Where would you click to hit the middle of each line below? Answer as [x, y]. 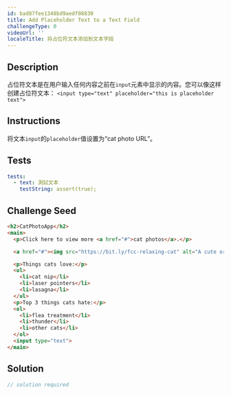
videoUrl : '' [26, 33]
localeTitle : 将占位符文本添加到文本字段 [60, 39]
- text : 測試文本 [36, 183]
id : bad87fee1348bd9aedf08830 [51, 13]
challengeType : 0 [32, 26]
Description [33, 67]
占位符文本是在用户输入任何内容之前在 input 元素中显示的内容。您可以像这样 [114, 84]
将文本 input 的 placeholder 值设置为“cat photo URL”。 [82, 138]
